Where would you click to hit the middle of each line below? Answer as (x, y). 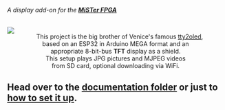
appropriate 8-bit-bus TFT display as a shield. (116, 51)
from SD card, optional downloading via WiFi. (116, 66)
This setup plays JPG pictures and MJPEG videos (116, 58)
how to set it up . (42, 98)
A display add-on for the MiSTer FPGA (62, 10)
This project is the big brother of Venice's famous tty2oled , (120, 36)
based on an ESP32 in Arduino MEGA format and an (116, 44)
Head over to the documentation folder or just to (112, 88)
